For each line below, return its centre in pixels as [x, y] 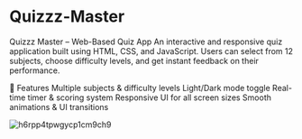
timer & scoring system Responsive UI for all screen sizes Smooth [150, 97]
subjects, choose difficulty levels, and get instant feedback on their [134, 60]
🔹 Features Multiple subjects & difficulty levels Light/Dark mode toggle [140, 88]
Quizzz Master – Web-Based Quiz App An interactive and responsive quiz [146, 42]
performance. [35, 70]
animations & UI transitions [59, 107]
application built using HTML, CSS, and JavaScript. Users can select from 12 [151, 51]
